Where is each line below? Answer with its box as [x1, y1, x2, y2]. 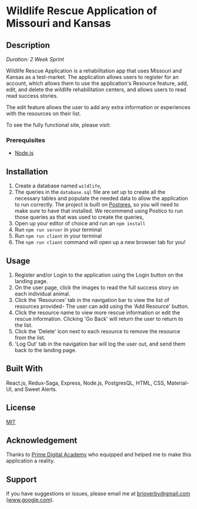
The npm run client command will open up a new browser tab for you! [14, 239, 186, 246]
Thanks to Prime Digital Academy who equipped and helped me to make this [6, 451, 192, 458]
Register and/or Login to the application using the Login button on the [14, 271, 183, 278]
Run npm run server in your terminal [14, 226, 102, 234]
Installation [6, 166, 48, 176]
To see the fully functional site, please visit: [6, 121, 111, 128]
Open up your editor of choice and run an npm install [14, 220, 146, 227]
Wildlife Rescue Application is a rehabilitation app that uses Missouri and [6, 67, 182, 74]
